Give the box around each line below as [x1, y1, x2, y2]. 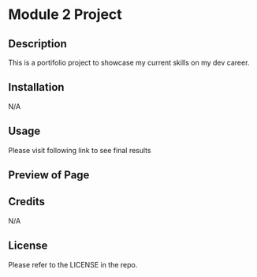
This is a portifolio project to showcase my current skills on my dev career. [8, 58, 250, 67]
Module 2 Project [8, 6, 122, 24]
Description [8, 37, 67, 51]
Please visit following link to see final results [8, 145, 151, 155]
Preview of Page [8, 168, 90, 182]
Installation [8, 80, 65, 94]
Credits [8, 195, 46, 208]
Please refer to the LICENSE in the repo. [8, 260, 138, 269]
